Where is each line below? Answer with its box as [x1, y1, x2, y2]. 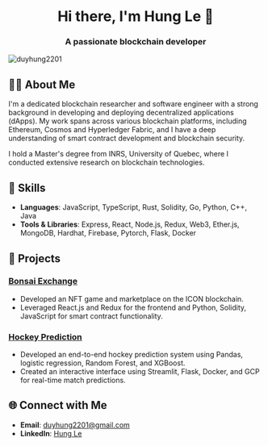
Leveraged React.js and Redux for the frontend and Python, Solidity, [19, 302, 247, 312]
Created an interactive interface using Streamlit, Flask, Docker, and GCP [19, 367, 260, 377]
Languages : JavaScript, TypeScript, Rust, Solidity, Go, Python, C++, [19, 202, 248, 212]
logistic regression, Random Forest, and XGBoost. [19, 358, 186, 368]
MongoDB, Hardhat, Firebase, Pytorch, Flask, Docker [19, 228, 196, 238]
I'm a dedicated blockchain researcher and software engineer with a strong [8, 99, 258, 109]
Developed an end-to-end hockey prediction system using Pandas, [19, 350, 244, 360]
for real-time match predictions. [19, 375, 127, 386]
